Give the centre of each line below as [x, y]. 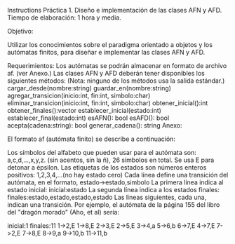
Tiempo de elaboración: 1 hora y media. [64, 18]
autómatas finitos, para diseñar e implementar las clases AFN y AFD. [106, 52]
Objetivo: [20, 31]
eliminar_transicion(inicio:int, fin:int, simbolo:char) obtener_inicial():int [108, 103]
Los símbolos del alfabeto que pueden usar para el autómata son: [102, 152]
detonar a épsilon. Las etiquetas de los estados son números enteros [107, 167]
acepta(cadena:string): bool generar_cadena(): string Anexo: [95, 125]
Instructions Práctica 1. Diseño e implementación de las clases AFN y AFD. [115, 10]
